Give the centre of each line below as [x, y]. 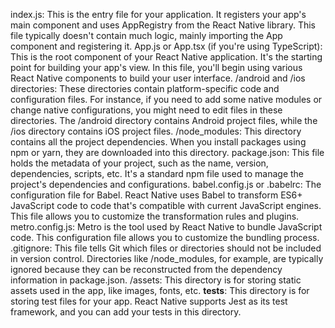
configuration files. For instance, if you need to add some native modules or [166, 99]
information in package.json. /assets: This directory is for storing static [156, 280]
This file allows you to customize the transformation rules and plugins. [155, 216]
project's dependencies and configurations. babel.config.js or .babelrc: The [166, 184]
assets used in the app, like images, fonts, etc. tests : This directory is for [160, 290]
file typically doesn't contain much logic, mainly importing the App [146, 35]
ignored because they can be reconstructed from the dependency [146, 269]
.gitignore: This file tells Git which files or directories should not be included [166, 248]
